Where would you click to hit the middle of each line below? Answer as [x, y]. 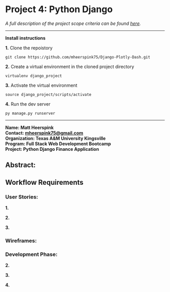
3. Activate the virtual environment [41, 85]
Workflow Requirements [44, 182]
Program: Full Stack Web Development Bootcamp [58, 144]
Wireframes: [21, 241]
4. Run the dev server [28, 104]
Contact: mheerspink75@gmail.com [44, 133]
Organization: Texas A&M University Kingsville [56, 138]
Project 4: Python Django [59, 9]
